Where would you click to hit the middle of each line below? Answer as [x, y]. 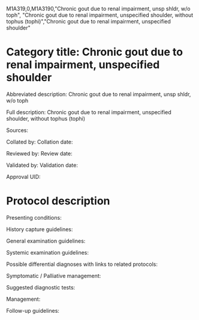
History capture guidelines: [40, 229]
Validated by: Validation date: [42, 165]
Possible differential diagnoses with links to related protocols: [82, 264]
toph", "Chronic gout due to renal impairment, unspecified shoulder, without [100, 15]
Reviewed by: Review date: [40, 153]
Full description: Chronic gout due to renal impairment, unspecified [89, 112]
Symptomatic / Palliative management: [54, 276]
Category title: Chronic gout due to [95, 52]
